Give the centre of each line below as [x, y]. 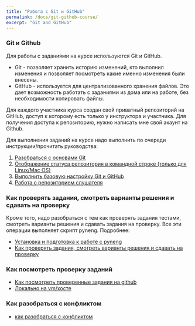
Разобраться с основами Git [50, 157]
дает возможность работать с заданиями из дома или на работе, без [102, 92]
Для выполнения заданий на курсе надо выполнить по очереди [86, 140]
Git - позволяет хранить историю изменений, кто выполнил [89, 67]
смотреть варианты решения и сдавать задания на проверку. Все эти [94, 224]
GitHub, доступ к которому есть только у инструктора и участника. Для [96, 116]
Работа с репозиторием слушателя [59, 182]
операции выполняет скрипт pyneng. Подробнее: [68, 230]
